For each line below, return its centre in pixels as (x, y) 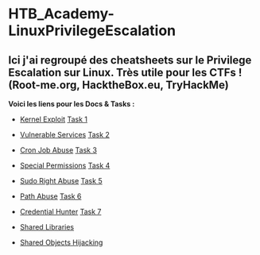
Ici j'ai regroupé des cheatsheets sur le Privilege (130, 60)
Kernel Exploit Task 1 (53, 119)
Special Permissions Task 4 (65, 165)
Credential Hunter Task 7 (60, 212)
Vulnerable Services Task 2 (64, 135)
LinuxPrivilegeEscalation (92, 31)
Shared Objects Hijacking (61, 242)
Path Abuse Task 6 (50, 196)
